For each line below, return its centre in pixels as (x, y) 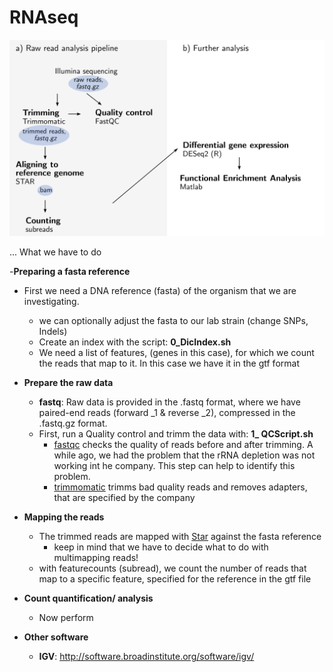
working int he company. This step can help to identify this (174, 465)
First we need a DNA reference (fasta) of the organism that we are (160, 290)
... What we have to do (55, 252)
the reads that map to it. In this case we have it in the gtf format (169, 363)
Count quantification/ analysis (88, 598)
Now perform (66, 617)
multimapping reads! (96, 557)
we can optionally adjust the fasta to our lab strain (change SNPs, (173, 320)
